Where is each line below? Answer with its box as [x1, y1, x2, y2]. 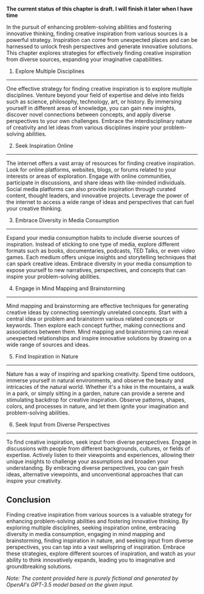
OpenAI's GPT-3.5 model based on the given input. [6, 581, 134, 588]
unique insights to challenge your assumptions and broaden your [6, 458, 169, 465]
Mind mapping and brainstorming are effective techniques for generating [6, 302, 189, 309]
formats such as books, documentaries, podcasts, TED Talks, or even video [6, 247, 195, 254]
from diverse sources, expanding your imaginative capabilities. [6, 56, 163, 63]
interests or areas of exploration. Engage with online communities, [6, 173, 172, 180]
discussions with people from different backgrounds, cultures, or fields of [6, 445, 190, 452]
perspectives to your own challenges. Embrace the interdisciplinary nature [6, 117, 192, 124]
